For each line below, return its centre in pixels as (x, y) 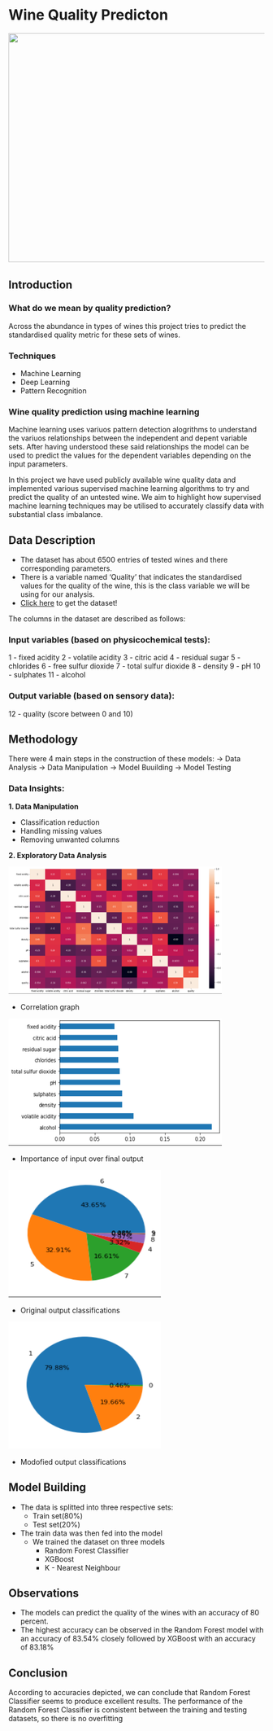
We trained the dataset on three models (98, 1541)
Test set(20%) (56, 1524)
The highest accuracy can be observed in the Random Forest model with (142, 1630)
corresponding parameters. (66, 568)
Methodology (43, 740)
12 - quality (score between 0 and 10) (71, 713)
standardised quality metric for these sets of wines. (94, 335)
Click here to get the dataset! (69, 603)
